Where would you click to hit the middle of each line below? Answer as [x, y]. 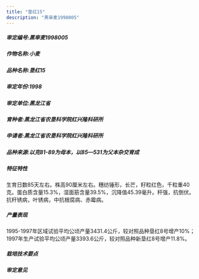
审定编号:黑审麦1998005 [37, 37]
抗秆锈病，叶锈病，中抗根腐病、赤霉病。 [56, 200]
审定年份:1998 [24, 87]
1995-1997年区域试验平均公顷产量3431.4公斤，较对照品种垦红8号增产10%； [101, 231]
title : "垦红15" [26, 12]
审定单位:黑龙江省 [28, 103]
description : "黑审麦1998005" [43, 18]
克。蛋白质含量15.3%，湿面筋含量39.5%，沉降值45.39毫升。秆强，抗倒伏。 [100, 192]
